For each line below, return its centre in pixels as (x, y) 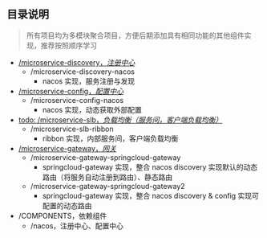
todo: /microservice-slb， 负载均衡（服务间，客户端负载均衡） (120, 120)
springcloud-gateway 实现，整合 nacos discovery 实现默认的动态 (150, 166)
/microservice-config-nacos (77, 100)
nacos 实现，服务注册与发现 (89, 81)
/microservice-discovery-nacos (83, 72)
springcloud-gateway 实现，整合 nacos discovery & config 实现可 (150, 195)
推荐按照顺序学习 (69, 45)
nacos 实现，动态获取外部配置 (92, 109)
